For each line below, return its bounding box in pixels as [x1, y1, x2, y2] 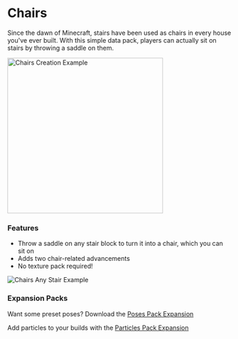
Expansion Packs [7, 294, 68, 303]
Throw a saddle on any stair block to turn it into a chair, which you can [17, 240, 224, 248]
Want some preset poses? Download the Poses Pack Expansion [7, 309, 194, 318]
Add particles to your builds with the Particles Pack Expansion [7, 323, 189, 332]
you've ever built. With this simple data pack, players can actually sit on [7, 36, 217, 44]
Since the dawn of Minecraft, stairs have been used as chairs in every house [7, 28, 232, 37]
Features [7, 222, 39, 232]
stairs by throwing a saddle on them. [7, 43, 114, 52]
